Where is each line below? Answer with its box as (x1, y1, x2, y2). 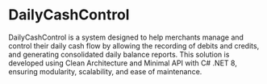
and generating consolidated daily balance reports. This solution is (8, 49, 230, 59)
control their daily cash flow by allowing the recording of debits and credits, (8, 40, 260, 50)
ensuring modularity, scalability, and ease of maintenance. (8, 66, 202, 76)
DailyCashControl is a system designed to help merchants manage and (8, 32, 244, 42)
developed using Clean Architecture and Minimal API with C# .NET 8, (8, 58, 238, 68)
